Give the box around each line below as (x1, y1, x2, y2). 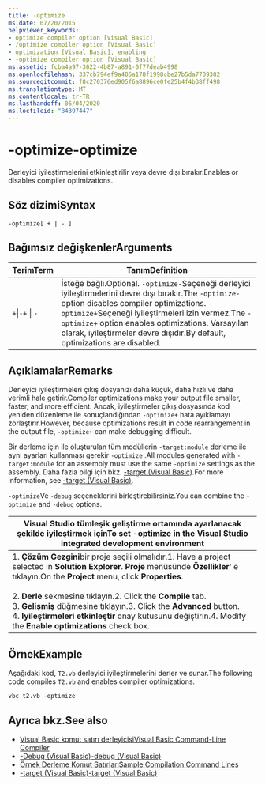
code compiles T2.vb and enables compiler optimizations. (8, 677, 196, 686)
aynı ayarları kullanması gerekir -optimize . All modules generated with (8, 451, 236, 460)
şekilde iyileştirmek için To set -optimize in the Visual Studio (17, 528, 248, 539)
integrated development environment (60, 538, 205, 549)
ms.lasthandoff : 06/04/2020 (8, 100, 101, 108)
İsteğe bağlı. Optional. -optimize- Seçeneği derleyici (61, 277, 251, 289)
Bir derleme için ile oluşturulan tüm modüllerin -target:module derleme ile (8, 442, 247, 451)
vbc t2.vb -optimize (8, 693, 77, 700)
